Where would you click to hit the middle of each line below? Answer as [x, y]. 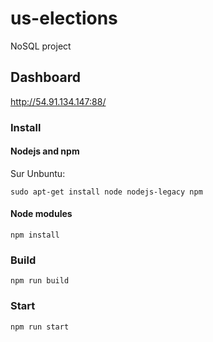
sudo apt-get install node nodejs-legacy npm [106, 192]
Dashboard [45, 77]
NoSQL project [41, 46]
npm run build [40, 281]
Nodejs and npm [45, 151]
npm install [35, 235]
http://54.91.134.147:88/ [58, 101]
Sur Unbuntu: [38, 173]
